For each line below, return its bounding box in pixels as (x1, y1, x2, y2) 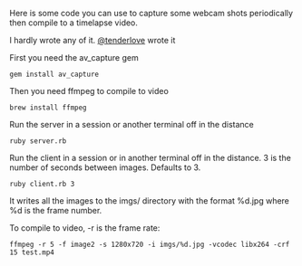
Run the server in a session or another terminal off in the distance (9, 119, 254, 129)
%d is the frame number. (9, 205, 102, 215)
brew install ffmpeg (9, 103, 88, 112)
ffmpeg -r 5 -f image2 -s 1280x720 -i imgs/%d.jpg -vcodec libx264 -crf (9, 240, 290, 249)
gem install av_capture (9, 70, 100, 79)
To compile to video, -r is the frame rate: (9, 223, 161, 233)
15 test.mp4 (9, 248, 54, 257)
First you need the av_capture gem (9, 52, 139, 62)
